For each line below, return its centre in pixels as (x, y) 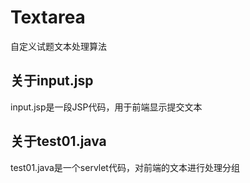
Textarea (48, 17)
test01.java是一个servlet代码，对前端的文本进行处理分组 (125, 167)
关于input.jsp (52, 81)
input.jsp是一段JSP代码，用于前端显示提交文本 (106, 107)
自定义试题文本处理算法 (58, 46)
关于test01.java (58, 141)
